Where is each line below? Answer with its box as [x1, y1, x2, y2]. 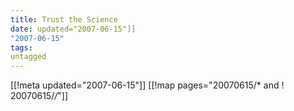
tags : [10, 42, 33, 53]
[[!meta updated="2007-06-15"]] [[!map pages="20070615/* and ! [10, 79, 285, 91]
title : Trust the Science [10, 14, 118, 25]
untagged [10, 52, 47, 62]
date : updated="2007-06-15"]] [10, 24, 137, 34]
